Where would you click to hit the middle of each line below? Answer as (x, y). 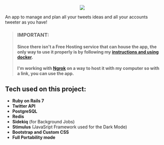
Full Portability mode (34, 137)
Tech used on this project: (46, 89)
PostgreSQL (25, 111)
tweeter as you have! (26, 22)
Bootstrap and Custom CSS (41, 132)
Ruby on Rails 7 (28, 101)
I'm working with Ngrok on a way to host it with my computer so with (88, 68)
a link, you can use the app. (46, 74)
